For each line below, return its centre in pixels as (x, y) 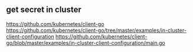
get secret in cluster (44, 10)
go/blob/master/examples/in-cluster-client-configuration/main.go (86, 43)
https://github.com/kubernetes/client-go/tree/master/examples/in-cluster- (97, 30)
